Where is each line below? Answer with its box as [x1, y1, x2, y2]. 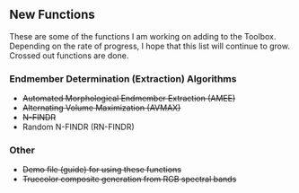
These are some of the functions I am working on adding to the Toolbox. [9, 31, 277, 41]
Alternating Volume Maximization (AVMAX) [22, 102, 181, 113]
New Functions [9, 7, 96, 22]
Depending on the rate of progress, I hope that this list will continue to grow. [9, 40, 290, 51]
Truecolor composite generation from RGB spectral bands [22, 174, 237, 185]
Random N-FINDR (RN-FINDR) [22, 121, 135, 133]
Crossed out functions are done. [9, 49, 129, 61]
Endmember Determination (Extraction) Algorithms [9, 72, 237, 84]
